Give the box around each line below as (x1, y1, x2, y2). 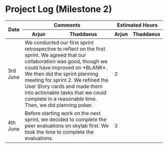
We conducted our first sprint (24, 39, 94, 46)
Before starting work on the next (24, 109, 101, 116)
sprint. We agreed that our (24, 51, 86, 58)
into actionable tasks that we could (24, 89, 106, 96)
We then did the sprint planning (24, 70, 98, 77)
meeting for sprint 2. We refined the (24, 76, 109, 83)
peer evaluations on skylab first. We (24, 122, 109, 129)
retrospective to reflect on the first (24, 45, 105, 52)
